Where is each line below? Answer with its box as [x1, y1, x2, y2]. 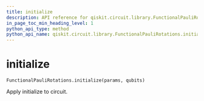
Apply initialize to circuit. [6, 88, 68, 96]
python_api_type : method [6, 25, 69, 32]
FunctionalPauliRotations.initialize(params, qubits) [6, 77, 146, 83]
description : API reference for [6, 15, 88, 21]
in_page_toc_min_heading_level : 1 [6, 20, 94, 26]
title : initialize [6, 8, 53, 15]
